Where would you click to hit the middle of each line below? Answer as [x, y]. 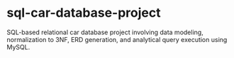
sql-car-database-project [84, 13]
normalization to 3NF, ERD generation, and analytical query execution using [117, 39]
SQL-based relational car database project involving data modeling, [105, 32]
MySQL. [18, 47]
